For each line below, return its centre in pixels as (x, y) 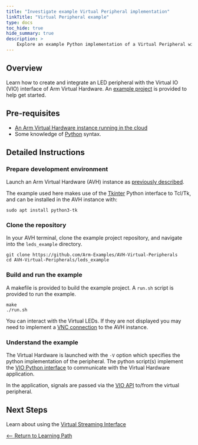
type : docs (19, 22)
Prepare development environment (57, 169)
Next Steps (27, 410)
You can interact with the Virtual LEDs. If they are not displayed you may (94, 321)
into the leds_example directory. (44, 244)
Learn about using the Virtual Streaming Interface (66, 424)
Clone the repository (36, 225)
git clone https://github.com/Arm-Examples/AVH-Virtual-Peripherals (92, 255)
